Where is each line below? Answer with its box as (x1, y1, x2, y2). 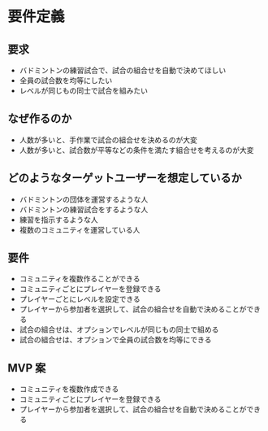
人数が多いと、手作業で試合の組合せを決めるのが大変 (19, 135, 198, 145)
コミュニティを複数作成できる (19, 384, 119, 394)
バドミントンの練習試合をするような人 (19, 204, 149, 214)
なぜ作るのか (7, 111, 72, 126)
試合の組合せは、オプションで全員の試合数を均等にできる (19, 335, 212, 345)
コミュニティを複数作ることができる (19, 274, 140, 284)
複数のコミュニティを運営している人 (19, 224, 140, 234)
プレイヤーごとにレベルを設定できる (19, 294, 141, 304)
